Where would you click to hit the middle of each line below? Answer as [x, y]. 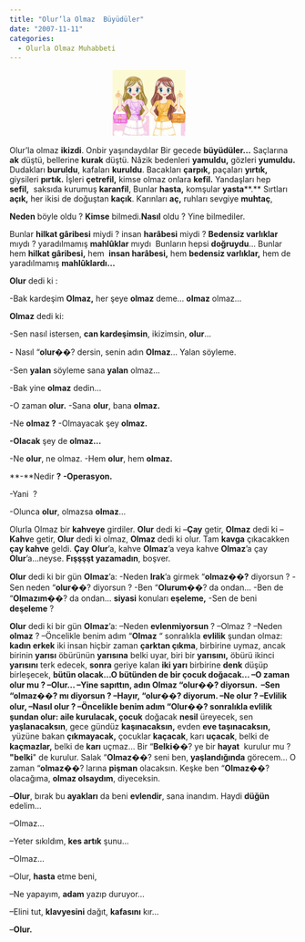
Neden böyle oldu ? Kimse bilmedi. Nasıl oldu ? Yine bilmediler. [127, 217]
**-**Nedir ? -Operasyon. [61, 476]
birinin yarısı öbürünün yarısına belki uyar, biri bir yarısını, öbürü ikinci [142, 656]
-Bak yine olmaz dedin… [56, 388]
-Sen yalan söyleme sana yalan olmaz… [85, 370]
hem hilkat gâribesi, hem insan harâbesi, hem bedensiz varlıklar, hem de [150, 254]
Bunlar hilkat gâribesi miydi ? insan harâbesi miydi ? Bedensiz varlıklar [144, 234]
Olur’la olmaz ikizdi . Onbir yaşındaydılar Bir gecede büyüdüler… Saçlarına [149, 150]
